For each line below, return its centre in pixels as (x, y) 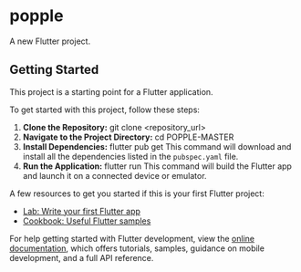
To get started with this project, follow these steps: (105, 110)
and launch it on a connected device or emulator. (114, 175)
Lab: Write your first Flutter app (82, 211)
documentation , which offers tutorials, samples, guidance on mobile (137, 248)
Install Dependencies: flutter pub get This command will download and (157, 146)
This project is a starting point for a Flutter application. (111, 91)
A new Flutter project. (50, 41)
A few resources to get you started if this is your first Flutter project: (137, 194)
